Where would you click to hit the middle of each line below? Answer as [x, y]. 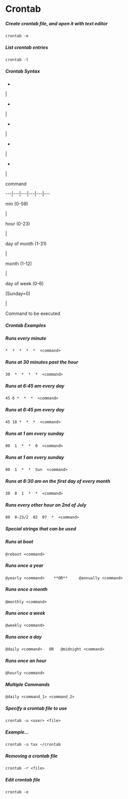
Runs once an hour [26, 661]
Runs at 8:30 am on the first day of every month [58, 481]
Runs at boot [19, 542]
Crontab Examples [26, 325]
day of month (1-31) [26, 244]
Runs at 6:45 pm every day [35, 409]
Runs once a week [25, 613]
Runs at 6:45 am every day [35, 386]
